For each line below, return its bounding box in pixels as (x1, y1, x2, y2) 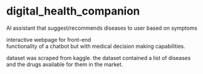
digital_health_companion (6, 4, 141, 18)
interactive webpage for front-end (6, 36, 92, 43)
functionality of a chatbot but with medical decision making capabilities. (6, 42, 186, 50)
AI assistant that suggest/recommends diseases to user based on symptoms (6, 24, 198, 32)
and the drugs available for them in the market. (6, 61, 123, 68)
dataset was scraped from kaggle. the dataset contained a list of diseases (6, 54, 191, 61)
